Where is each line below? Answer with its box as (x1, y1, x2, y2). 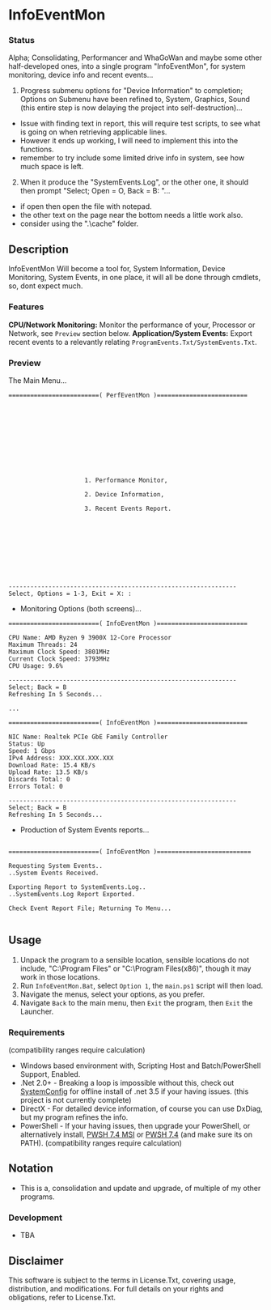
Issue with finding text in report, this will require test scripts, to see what (19, 119, 260, 129)
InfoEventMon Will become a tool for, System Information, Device (8, 264, 226, 274)
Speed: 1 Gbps (8, 746, 57, 755)
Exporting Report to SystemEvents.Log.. (8, 883, 147, 891)
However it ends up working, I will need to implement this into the (19, 136, 239, 146)
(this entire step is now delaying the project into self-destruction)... (19, 103, 243, 113)
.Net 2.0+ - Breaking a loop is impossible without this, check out (19, 1078, 235, 1087)
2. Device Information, (84, 490, 164, 499)
